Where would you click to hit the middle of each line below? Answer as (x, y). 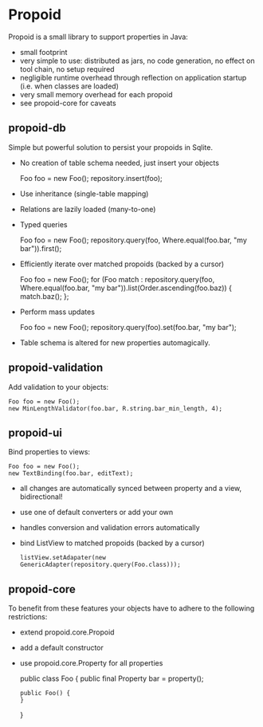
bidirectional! (41, 497)
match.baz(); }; (44, 296)
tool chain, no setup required (67, 69)
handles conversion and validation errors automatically (110, 528)
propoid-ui (35, 432)
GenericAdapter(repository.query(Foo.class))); (100, 565)
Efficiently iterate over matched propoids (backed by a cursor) (122, 264)
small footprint (43, 52)
